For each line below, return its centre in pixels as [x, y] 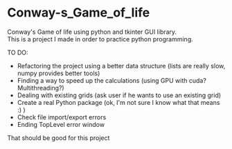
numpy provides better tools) [59, 73]
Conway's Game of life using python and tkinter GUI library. [92, 32]
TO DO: [18, 52]
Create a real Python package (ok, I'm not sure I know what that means [118, 102]
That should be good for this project [59, 138]
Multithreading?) [41, 88]
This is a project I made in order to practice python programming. [100, 39]
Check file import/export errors [62, 117]
